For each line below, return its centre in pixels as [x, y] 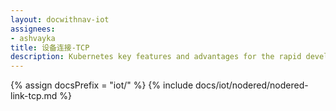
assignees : [33, 29]
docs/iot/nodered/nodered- [252, 85]
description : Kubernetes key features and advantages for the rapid [156, 57]
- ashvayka [33, 38]
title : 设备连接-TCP [50, 47]
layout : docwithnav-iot [60, 19]
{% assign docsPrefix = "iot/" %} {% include [102, 85]
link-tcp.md [34, 96]
